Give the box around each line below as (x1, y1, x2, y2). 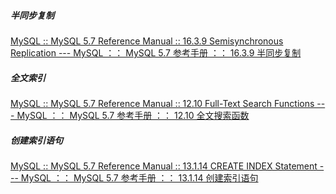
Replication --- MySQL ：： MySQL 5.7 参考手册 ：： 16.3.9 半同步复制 (10, 46, 302, 59)
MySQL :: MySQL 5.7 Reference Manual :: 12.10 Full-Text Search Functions (10, 97, 315, 109)
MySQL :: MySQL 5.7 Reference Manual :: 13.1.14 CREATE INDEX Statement (10, 160, 318, 172)
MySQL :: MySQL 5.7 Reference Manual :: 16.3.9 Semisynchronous (10, 35, 284, 47)
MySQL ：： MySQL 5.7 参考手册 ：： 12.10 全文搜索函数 (16, 109, 250, 121)
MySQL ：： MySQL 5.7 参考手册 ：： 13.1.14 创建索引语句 (20, 171, 259, 184)
